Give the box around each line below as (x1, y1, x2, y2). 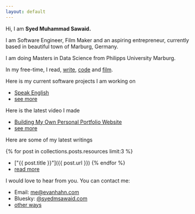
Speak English (14, 89, 49, 96)
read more (14, 165, 40, 172)
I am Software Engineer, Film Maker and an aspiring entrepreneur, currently (5, 36, 189, 43)
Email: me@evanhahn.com (14, 188, 79, 196)
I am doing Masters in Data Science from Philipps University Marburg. (5, 54, 176, 61)
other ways (14, 201, 42, 208)
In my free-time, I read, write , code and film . (5, 66, 113, 73)
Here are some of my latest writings (5, 136, 93, 143)
